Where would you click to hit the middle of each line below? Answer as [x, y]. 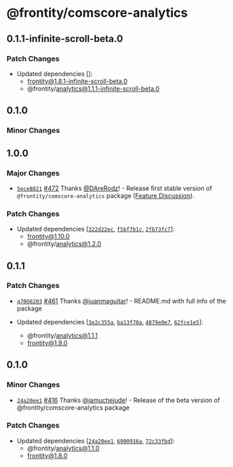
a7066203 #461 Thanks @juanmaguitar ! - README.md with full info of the [121, 301]
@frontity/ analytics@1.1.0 [63, 448]
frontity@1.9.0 [47, 343]
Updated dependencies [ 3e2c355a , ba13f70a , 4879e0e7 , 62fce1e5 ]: [110, 322]
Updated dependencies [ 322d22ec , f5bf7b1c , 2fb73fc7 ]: [96, 229]
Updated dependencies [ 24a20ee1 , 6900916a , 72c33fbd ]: [96, 440]
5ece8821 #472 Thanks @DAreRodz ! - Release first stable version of [114, 188]
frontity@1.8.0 [47, 455]
